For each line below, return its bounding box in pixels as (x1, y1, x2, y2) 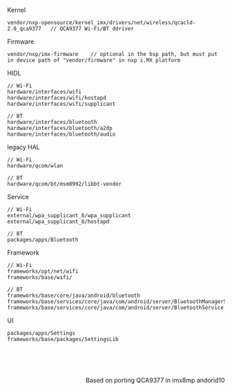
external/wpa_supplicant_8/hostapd (7, 218, 110, 225)
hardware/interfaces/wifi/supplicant (7, 100, 116, 107)
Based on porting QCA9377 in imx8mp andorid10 (86, 376, 225, 384)
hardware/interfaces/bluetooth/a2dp (7, 125, 113, 131)
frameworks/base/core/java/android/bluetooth (7, 292, 140, 299)
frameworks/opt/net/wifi (7, 268, 79, 275)
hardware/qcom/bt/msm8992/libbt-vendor (7, 181, 122, 188)
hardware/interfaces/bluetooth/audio (7, 131, 116, 138)
